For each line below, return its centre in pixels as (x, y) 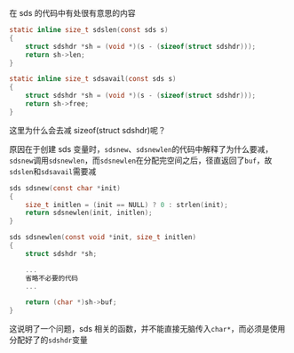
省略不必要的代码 (52, 278)
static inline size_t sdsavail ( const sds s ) (93, 79)
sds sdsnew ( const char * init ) (65, 188)
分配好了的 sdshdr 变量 (48, 340)
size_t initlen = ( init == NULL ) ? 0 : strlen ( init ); (127, 205)
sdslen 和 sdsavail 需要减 (53, 171)
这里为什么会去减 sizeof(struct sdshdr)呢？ (87, 130)
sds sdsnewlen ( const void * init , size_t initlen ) (103, 237)
